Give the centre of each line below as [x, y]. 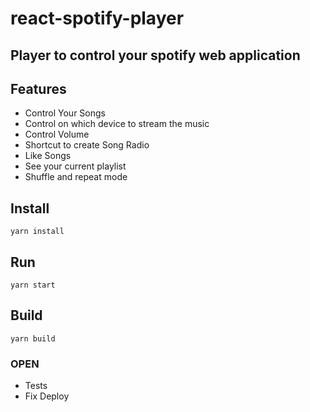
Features [38, 88]
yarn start [33, 285]
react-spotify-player [97, 18]
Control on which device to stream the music [117, 124]
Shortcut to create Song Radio [87, 145]
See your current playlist [75, 166]
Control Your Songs [65, 113]
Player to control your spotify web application [155, 55]
